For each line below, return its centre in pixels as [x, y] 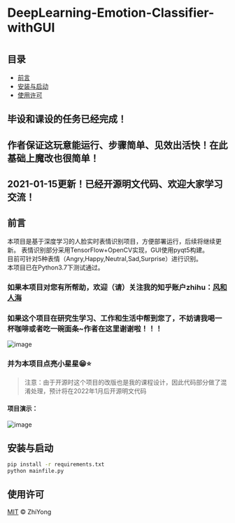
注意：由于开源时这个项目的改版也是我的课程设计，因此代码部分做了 [122, 383]
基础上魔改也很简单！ [53, 158]
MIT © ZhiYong [29, 512]
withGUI [31, 28]
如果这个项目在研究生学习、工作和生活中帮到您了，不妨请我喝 [111, 318]
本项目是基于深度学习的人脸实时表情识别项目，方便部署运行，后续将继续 [111, 241]
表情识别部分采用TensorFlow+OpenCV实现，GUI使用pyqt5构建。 [114, 250]
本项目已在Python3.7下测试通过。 [56, 267]
